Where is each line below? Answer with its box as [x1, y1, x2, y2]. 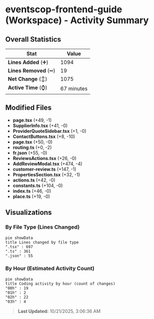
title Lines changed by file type [5, 240, 79, 245]
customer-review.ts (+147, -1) [12, 166, 77, 172]
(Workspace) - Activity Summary [5, 14, 149, 26]
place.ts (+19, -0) [12, 193, 50, 200]
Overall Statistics [5, 35, 61, 44]
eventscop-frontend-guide [5, 4, 123, 15]
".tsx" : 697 [5, 244, 33, 249]
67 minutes [60, 85, 88, 92]
